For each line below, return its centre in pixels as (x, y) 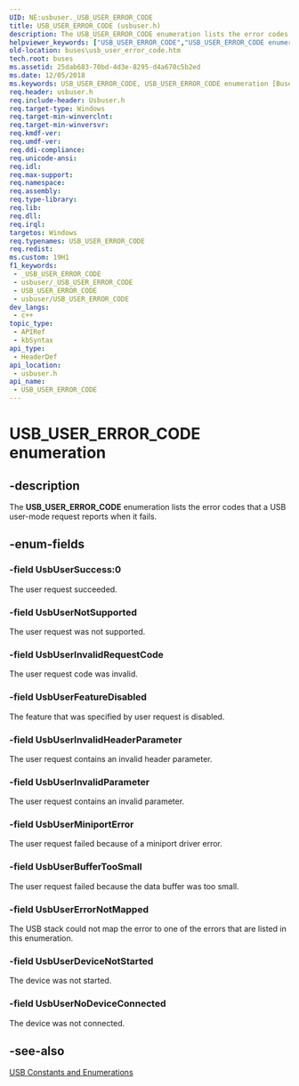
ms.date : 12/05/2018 (48, 76)
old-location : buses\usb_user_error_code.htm (95, 51)
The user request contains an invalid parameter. (97, 801)
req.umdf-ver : (36, 142)
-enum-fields (47, 544)
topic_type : (31, 324)
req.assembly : (36, 191)
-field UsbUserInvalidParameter (79, 782)
